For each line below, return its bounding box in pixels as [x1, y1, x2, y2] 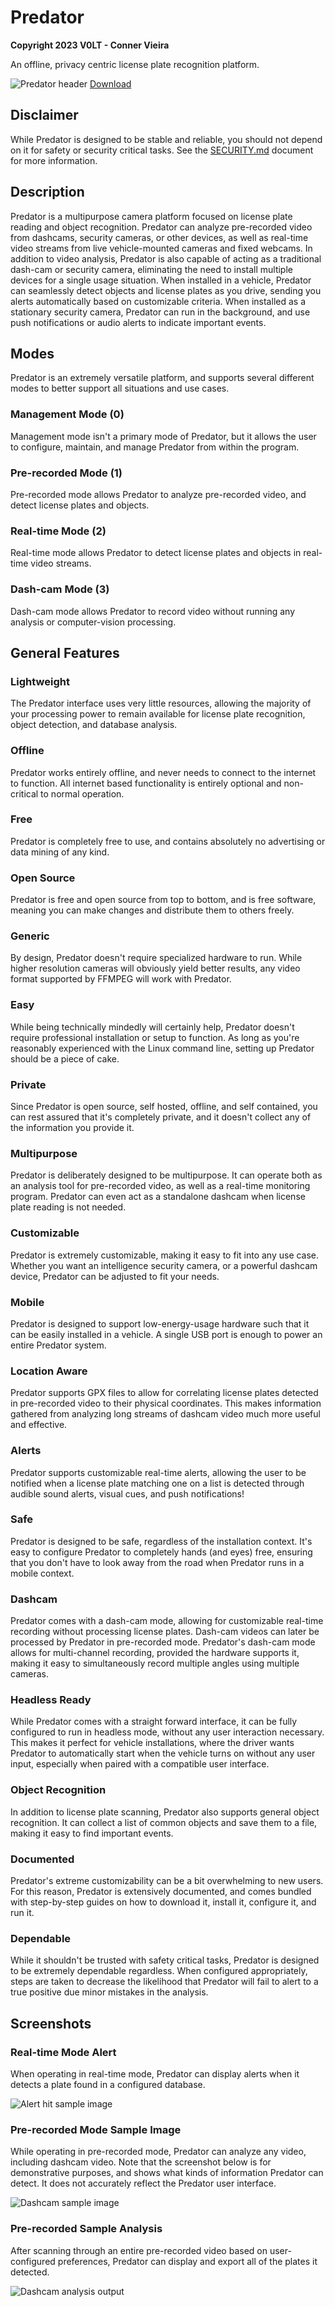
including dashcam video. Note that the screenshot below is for [10, 2156, 272, 2168]
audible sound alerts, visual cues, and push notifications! [10, 1487, 245, 1500]
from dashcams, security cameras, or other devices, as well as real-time [10, 231, 309, 243]
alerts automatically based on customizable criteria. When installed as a [10, 295, 306, 307]
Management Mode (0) [10, 407, 125, 421]
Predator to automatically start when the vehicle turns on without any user [10, 1747, 316, 1760]
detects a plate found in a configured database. [10, 2078, 206, 2090]
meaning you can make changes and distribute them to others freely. [10, 904, 295, 916]
